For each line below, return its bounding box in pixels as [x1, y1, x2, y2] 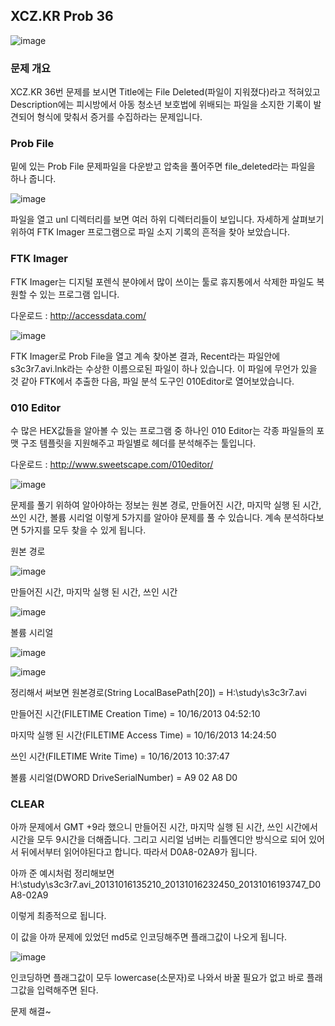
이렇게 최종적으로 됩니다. [10, 910, 107, 922]
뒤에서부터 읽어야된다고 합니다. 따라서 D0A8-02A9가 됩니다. [20, 846, 258, 858]
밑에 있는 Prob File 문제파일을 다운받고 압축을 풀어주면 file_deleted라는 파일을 [10, 160, 316, 173]
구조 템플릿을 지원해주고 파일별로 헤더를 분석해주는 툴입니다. [20, 437, 257, 449]
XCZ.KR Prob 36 [10, 8, 114, 25]
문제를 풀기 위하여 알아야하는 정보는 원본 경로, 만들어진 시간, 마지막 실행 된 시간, [10, 499, 322, 511]
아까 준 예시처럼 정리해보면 [10, 867, 115, 879]
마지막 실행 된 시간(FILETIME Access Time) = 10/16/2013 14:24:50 [10, 729, 277, 741]
